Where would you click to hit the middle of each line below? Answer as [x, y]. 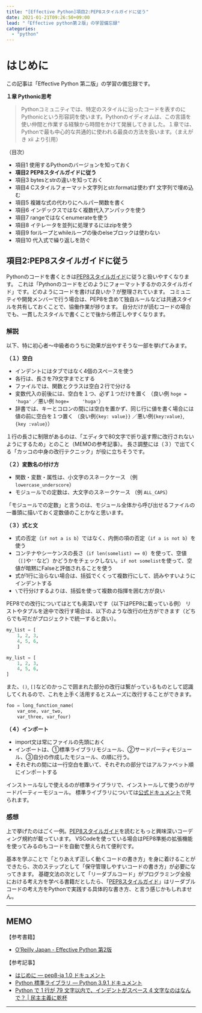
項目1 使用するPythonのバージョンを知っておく [73, 165]
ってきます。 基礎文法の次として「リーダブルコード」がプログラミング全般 [99, 874]
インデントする [33, 583]
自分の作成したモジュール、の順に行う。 [83, 757]
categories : [21, 29]
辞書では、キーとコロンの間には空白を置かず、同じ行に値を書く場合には [104, 409]
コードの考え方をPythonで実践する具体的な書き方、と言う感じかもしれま [97, 889]
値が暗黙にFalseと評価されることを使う [64, 568]
